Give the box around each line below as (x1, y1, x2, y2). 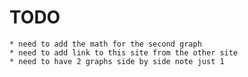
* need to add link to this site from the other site (9, 47, 239, 58)
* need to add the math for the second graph (9, 39, 202, 49)
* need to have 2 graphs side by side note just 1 (9, 56, 225, 66)
